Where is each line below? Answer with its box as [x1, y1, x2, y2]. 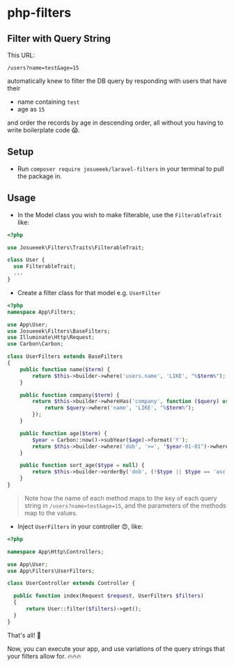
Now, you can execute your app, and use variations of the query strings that [7, 644, 225, 652]
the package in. [17, 172, 63, 180]
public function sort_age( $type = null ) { [19, 462, 145, 469]
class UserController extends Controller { [7, 580, 136, 587]
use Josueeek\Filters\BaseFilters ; [7, 327, 111, 335]
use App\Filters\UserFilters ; [7, 567, 95, 574]
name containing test [17, 97, 80, 106]
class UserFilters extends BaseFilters [7, 353, 123, 360]
